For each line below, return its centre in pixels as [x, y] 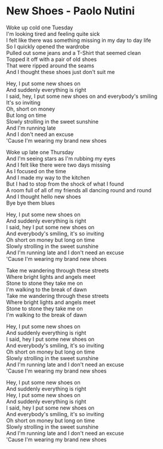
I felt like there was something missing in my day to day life [79, 40]
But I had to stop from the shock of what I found [65, 184]
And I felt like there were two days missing [58, 165]
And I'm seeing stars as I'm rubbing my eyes [61, 158]
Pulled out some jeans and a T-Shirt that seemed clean [74, 53]
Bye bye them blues [30, 203]
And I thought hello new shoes [44, 196]
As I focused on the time [36, 171]
